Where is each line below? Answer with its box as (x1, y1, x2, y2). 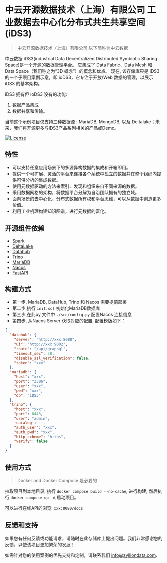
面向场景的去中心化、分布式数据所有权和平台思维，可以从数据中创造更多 (12, 195, 161, 202)
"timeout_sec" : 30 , (14, 351, 55, 356)
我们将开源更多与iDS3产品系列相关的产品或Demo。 (13, 125, 119, 131)
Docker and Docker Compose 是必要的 (17, 477, 97, 483)
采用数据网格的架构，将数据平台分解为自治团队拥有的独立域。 (12, 189, 140, 195)
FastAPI (12, 270, 28, 276)
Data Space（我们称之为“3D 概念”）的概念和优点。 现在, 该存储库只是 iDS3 (5, 68, 160, 74)
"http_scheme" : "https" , (14, 434, 66, 439)
